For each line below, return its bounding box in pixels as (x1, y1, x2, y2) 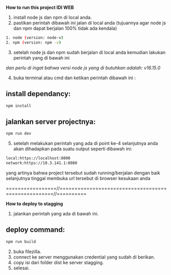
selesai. (13, 265, 30, 271)
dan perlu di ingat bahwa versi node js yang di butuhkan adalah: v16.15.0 (6, 64, 161, 71)
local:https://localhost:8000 (6, 156, 71, 161)
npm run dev (6, 131, 31, 136)
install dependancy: (6, 89, 71, 98)
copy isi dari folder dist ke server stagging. (13, 259, 104, 265)
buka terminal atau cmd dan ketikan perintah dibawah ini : (13, 75, 136, 81)
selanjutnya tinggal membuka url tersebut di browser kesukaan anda (6, 175, 150, 181)
